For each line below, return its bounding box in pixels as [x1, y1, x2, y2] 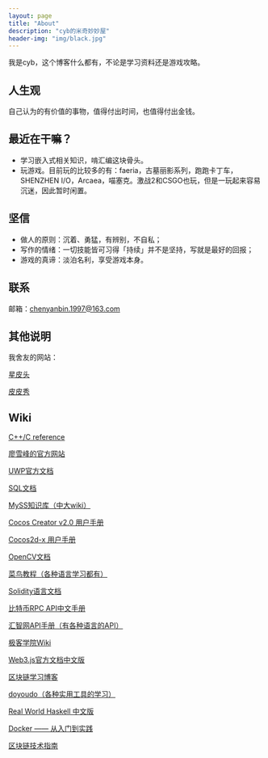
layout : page [8, 11, 52, 20]
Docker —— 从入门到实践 [8, 724, 94, 734]
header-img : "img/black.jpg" [8, 34, 107, 43]
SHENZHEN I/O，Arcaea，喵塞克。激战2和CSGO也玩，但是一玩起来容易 [19, 175, 261, 185]
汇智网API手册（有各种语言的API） [8, 621, 124, 630]
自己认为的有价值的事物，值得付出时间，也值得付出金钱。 [8, 107, 199, 116]
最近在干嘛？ [8, 133, 73, 146]
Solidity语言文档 [8, 587, 62, 596]
